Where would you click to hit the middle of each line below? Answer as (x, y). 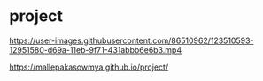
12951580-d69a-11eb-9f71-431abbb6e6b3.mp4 (96, 49)
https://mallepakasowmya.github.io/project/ (89, 67)
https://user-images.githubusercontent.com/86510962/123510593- (131, 40)
